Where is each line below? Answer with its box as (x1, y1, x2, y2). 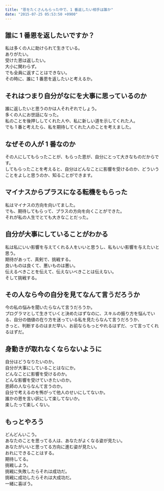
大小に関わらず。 (5, 63, 39, 69)
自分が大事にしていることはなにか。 (5, 365, 79, 371)
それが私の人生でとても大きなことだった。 (5, 214, 91, 220)
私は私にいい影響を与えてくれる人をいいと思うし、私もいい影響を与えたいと (5, 244, 160, 250)
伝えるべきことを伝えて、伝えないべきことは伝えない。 (5, 268, 117, 274)
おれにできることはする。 (5, 450, 57, 456)
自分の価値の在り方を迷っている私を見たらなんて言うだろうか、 (13, 317, 142, 322)
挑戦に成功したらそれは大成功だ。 (5, 475, 74, 480)
